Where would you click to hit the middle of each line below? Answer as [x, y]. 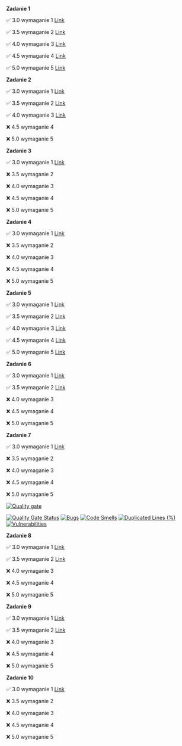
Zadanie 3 [19, 151]
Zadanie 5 [19, 293]
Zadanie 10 [20, 678]
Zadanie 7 [19, 435]
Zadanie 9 [19, 606]
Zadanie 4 [19, 222]
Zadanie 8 [19, 536]
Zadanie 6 [19, 364]
